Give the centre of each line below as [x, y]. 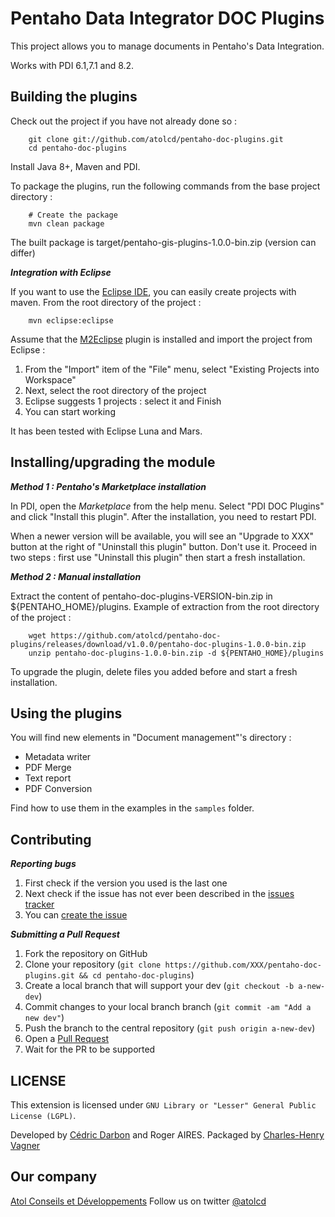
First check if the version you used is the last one [126, 883]
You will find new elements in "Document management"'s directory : [151, 738]
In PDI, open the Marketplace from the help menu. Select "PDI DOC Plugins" [167, 506]
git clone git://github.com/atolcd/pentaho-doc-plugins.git [156, 139]
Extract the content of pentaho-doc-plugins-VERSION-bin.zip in [141, 596]
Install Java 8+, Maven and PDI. [75, 166]
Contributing [51, 839]
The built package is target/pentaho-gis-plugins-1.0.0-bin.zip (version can [163, 242]
